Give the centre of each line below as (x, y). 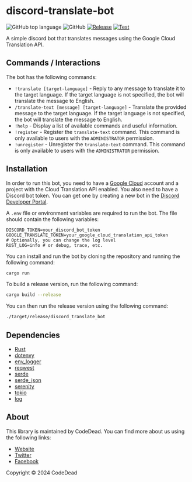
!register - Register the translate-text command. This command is (97, 132)
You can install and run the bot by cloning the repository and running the (93, 256)
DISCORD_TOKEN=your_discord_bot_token (53, 230)
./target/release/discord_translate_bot (56, 317)
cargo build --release (34, 295)
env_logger (28, 361)
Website (25, 449)
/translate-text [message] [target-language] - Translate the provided (100, 107)
